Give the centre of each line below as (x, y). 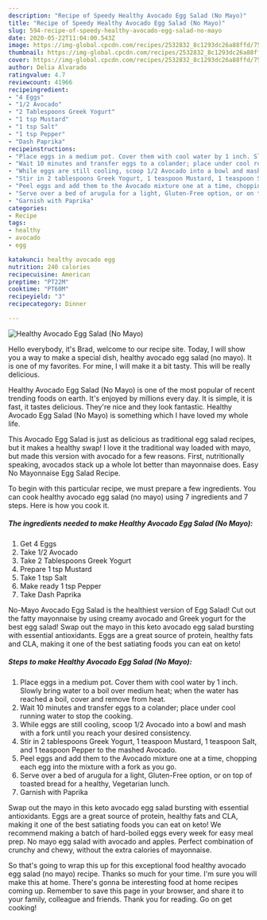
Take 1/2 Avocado (49, 552)
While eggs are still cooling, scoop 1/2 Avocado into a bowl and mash (133, 724)
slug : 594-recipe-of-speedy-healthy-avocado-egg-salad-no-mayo (115, 30)
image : (19, 45)
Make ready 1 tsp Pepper (60, 585)
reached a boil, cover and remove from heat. (93, 699)
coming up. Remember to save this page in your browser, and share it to (126, 891)
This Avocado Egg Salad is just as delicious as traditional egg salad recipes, (132, 439)
